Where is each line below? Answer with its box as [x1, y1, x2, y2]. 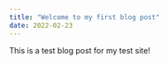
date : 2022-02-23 [9, 21, 73, 30]
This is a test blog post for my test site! [9, 45, 150, 55]
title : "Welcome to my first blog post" [9, 12, 161, 22]
